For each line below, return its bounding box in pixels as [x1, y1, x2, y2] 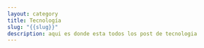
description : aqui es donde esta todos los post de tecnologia [7, 30, 198, 37]
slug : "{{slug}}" [7, 23, 59, 30]
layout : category [7, 10, 59, 18]
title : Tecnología [7, 17, 61, 24]
